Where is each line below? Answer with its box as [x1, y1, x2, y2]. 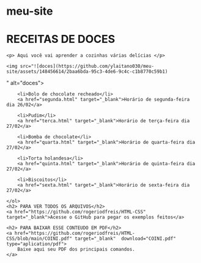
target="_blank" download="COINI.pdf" [74, 235, 176, 242]
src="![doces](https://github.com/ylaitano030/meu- [20, 63, 155, 70]
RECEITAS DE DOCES [6, 32, 115, 46]
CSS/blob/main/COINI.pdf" [6, 235, 72, 242]
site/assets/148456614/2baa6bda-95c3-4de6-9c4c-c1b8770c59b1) [6, 69, 168, 75]
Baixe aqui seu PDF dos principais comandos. [17, 246, 136, 253]
